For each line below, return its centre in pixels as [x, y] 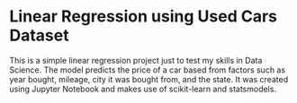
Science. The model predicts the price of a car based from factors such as [148, 70]
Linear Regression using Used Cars [143, 17]
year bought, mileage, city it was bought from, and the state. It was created [149, 79]
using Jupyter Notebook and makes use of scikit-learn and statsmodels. [143, 89]
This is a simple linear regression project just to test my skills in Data [136, 60]
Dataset [39, 35]
